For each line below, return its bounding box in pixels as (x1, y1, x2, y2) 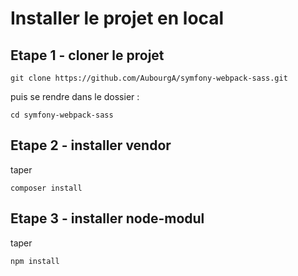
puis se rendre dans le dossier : (10, 91, 140, 102)
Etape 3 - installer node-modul (10, 210, 205, 227)
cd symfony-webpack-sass (10, 110, 114, 120)
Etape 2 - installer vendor (10, 137, 172, 154)
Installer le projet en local (10, 7, 225, 30)
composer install (10, 183, 83, 193)
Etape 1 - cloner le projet (10, 47, 165, 64)
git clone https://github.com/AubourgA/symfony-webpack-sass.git (10, 73, 288, 83)
